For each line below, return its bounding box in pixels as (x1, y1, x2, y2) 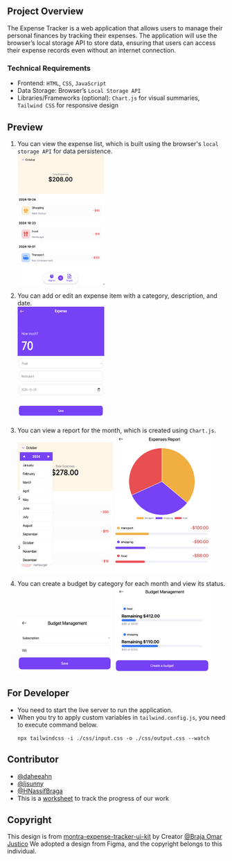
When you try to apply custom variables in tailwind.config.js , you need (17, 713, 226, 721)
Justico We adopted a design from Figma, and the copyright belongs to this (7, 840, 223, 848)
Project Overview (7, 6, 84, 17)
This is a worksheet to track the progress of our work (17, 794, 170, 802)
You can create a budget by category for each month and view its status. (17, 579, 226, 587)
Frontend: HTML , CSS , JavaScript (17, 79, 107, 87)
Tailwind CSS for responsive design (17, 101, 119, 109)
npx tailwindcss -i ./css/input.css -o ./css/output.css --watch (17, 734, 210, 742)
